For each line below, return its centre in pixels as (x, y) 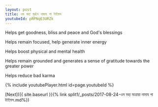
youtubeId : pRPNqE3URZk (29, 19)
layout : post (18, 10)
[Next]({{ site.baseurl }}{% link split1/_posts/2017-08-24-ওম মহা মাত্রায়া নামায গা (79, 95)
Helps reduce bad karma (30, 76)
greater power (19, 66)
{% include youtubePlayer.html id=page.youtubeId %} (60, 85)
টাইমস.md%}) (17, 100)
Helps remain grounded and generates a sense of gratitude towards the (78, 61)
